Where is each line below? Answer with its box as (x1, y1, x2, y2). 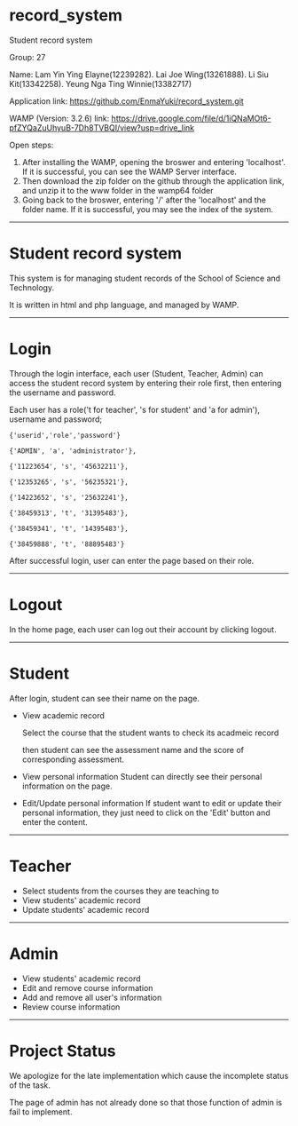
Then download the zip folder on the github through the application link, (21, 175, 285, 186)
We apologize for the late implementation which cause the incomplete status (9, 1070, 289, 1081)
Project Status (9, 1041, 117, 1061)
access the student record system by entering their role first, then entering (9, 377, 282, 388)
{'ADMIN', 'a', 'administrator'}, (9, 446, 137, 456)
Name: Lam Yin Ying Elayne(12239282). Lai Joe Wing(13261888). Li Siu (9, 68, 269, 80)
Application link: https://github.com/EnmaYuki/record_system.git (9, 95, 244, 107)
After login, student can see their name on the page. (9, 693, 200, 703)
